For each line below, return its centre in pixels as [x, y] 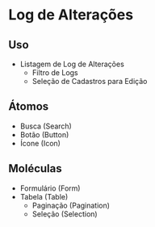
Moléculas [35, 168]
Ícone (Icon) [40, 143]
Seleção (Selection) [65, 214]
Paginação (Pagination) [71, 205]
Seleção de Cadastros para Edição [90, 81]
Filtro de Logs [55, 73]
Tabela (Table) [44, 196]
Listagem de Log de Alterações [72, 64]
